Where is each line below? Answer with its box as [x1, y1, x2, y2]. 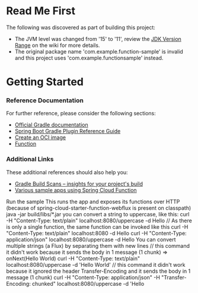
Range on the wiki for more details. [14, 42, 100, 49]
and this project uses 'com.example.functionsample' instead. [14, 54, 164, 61]
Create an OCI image [14, 134, 66, 141]
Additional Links [6, 155, 54, 163]
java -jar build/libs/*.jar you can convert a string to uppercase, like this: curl [6, 210, 190, 218]
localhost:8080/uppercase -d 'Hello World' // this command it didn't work [6, 261, 186, 268]
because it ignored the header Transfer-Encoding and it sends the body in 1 [6, 267, 191, 275]
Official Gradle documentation [14, 121, 89, 128]
